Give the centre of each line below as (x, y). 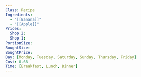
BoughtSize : (18, 48)
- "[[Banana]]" (26, 19)
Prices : (13, 29)
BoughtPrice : (19, 52)
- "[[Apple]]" (25, 24)
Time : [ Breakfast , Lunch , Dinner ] (42, 66)
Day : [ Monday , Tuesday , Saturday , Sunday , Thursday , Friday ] (71, 57)
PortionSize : (19, 43)
